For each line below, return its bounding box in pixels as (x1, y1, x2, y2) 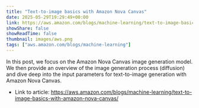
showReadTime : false (6, 31, 57, 37)
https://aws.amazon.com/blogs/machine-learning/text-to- (50, 88, 192, 96)
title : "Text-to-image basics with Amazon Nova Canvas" (6, 8, 147, 15)
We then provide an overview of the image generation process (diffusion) (6, 64, 185, 71)
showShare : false (6, 25, 49, 31)
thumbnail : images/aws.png (6, 36, 73, 42)
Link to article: (14, 88, 50, 96)
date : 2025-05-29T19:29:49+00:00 (6, 14, 89, 20)
